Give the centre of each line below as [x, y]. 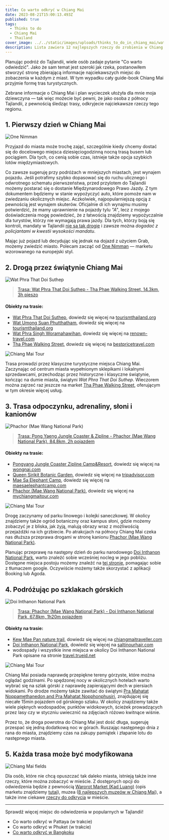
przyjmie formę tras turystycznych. [41, 83]
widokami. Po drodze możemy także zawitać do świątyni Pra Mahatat [77, 691]
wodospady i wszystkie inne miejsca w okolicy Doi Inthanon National [83, 650]
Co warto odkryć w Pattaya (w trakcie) [52, 822]
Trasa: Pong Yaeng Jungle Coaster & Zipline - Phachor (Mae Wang [87, 436]
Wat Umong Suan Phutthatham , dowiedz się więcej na [68, 323]
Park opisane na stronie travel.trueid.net [54, 656]
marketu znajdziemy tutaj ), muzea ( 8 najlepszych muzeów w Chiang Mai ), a [83, 792]
